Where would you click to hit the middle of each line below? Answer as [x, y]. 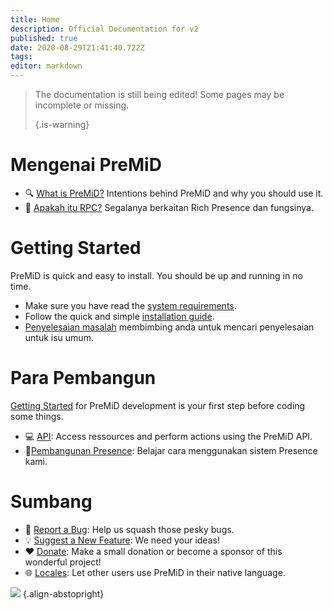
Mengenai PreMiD [86, 165]
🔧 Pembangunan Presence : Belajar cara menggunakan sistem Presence [171, 450]
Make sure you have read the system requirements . [130, 305]
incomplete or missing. [82, 105]
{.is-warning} [62, 124]
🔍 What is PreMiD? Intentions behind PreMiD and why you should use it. [174, 193]
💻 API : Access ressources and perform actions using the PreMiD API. [168, 436]
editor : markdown [46, 66]
